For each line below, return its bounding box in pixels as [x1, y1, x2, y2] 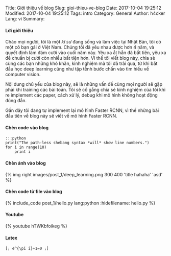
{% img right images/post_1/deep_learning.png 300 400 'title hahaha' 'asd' [5, 171, 163, 177]
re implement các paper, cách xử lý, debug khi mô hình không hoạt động [5, 92, 158, 98]
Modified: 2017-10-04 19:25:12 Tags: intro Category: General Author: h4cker [5, 10, 165, 16]
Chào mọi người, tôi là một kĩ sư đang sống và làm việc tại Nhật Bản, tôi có [5, 39, 162, 45]
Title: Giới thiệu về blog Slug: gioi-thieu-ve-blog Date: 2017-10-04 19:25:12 [5, 5, 162, 11]
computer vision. [5, 72, 41, 78]
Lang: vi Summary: [5, 16, 45, 21]
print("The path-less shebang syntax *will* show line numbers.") [5, 141, 150, 146]
